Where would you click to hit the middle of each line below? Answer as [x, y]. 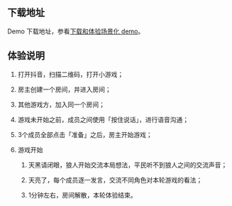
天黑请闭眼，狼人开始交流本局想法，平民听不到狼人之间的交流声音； [128, 165]
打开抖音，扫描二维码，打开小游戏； [71, 74]
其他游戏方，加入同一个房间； [61, 104]
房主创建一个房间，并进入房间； [64, 89]
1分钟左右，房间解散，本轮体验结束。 [82, 195]
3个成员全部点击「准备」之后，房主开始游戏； [85, 134]
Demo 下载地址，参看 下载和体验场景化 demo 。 [76, 31]
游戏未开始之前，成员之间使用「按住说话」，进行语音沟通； [103, 119]
